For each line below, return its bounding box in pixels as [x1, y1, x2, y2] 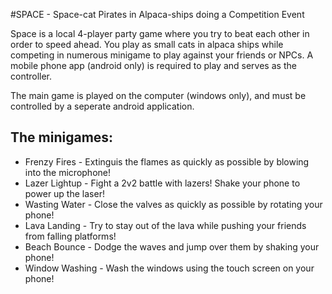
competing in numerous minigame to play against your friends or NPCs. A [10, 49, 314, 61]
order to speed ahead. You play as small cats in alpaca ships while [10, 39, 284, 50]
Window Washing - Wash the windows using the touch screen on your [24, 262, 315, 274]
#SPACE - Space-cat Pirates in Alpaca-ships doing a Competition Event [10, 9, 305, 20]
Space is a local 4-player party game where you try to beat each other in [10, 28, 310, 39]
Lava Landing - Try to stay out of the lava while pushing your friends [24, 219, 307, 231]
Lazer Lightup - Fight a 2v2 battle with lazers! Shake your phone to [24, 177, 301, 189]
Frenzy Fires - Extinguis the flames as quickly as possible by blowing [24, 155, 310, 168]
